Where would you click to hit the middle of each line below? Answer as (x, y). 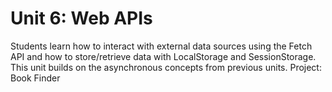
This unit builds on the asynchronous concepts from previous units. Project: (166, 67)
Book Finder (35, 78)
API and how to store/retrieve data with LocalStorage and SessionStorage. (163, 56)
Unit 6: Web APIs (81, 18)
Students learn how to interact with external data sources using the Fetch (161, 46)
